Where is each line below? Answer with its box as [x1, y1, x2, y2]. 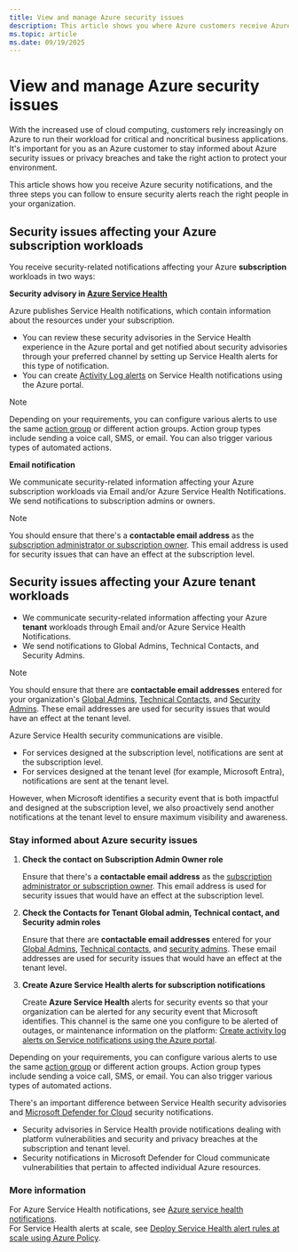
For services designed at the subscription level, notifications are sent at [21, 747, 284, 758]
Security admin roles [21, 917, 101, 927]
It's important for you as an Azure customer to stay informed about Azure [9, 143, 278, 154]
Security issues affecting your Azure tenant [9, 574, 256, 590]
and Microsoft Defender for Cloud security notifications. [9, 1107, 215, 1118]
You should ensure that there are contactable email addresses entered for [9, 684, 283, 694]
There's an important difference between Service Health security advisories [9, 1097, 286, 1108]
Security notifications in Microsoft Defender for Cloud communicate [21, 1152, 271, 1163]
